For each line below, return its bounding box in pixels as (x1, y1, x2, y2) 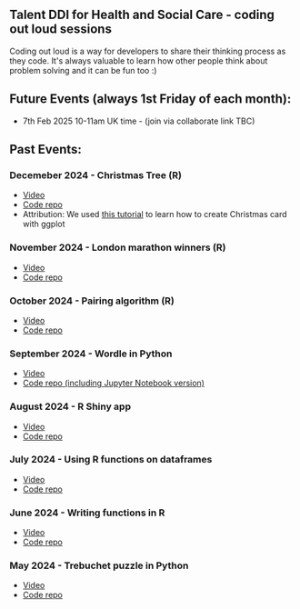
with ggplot (22, 218, 65, 230)
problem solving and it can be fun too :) (9, 65, 157, 75)
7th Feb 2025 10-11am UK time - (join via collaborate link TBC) (22, 115, 255, 126)
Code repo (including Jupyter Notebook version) (22, 377, 205, 389)
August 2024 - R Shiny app (9, 400, 132, 413)
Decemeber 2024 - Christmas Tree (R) (9, 168, 182, 181)
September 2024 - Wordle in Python (9, 347, 173, 360)
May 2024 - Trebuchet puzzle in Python (9, 559, 189, 572)
